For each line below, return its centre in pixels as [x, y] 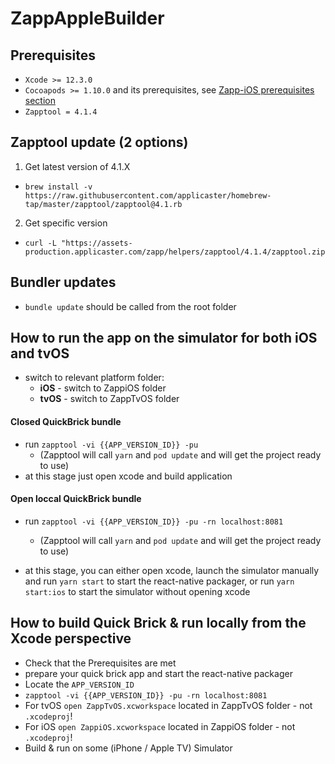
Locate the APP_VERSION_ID [79, 684]
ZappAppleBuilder [87, 18]
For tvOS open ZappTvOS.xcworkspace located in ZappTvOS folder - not [168, 705]
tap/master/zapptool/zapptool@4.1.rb [103, 204]
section [40, 100]
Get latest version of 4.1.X [77, 166]
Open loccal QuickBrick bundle [76, 499]
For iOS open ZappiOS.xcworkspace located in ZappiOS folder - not [160, 726]
